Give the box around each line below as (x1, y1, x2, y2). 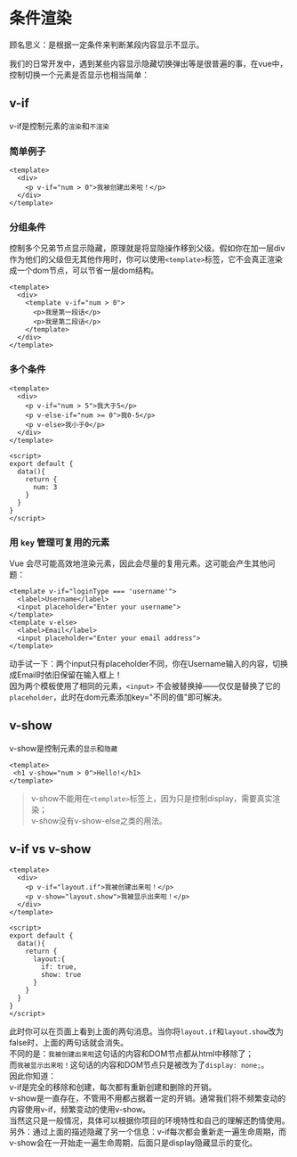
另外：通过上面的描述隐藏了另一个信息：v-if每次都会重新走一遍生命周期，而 (9, 1126, 287, 1136)
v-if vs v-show (9, 841, 92, 857)
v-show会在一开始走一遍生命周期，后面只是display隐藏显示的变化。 (9, 1137, 258, 1148)
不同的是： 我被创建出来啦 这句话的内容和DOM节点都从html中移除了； (9, 1048, 254, 1059)
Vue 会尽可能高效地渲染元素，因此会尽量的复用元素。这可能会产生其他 (9, 558, 269, 569)
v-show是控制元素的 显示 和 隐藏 (9, 743, 118, 753)
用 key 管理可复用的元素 (9, 536, 110, 548)
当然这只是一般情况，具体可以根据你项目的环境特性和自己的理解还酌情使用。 (9, 1115, 290, 1126)
